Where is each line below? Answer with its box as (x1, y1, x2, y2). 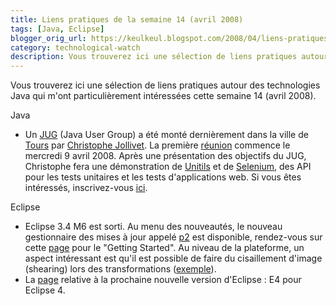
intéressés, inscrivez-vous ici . (24, 182, 148, 194)
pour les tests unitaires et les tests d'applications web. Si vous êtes (24, 171, 302, 183)
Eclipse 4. (24, 284, 66, 296)
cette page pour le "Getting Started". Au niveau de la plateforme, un (24, 242, 305, 254)
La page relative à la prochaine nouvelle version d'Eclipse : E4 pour (24, 274, 302, 286)
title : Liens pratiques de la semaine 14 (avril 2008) (10, 14, 244, 25)
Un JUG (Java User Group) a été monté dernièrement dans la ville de (24, 129, 309, 141)
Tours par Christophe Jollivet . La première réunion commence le (24, 139, 291, 151)
